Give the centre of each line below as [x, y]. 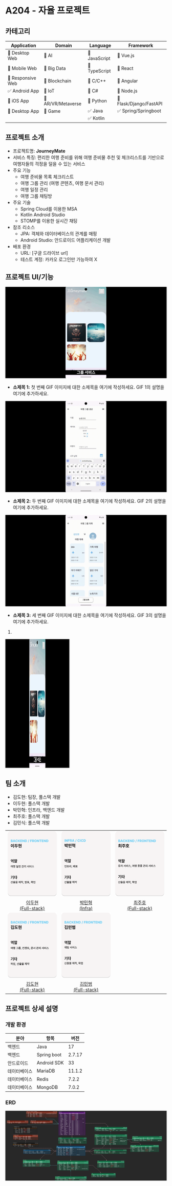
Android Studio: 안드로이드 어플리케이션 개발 [66, 240]
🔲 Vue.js [126, 56]
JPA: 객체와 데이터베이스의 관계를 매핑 [59, 233]
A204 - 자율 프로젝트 [48, 11]
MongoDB [47, 1087]
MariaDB [46, 1071]
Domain [64, 45]
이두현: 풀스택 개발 [31, 803]
